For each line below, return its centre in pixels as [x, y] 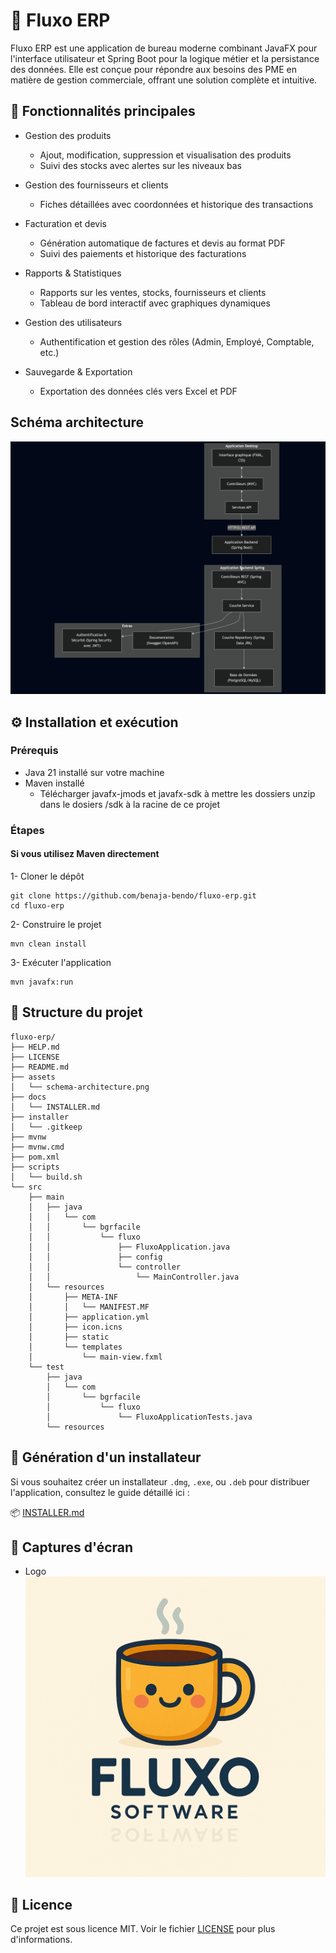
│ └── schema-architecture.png [80, 1087]
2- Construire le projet [56, 924]
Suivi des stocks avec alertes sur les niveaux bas [140, 165]
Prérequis [34, 751]
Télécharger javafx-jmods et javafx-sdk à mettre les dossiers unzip [177, 793]
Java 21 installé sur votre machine [94, 772]
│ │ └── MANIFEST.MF [89, 1307]
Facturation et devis [65, 223]
